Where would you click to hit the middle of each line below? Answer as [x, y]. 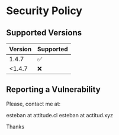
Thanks [15, 126]
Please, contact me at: [33, 104]
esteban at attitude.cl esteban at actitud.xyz [60, 115]
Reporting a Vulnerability [53, 90]
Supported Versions [44, 33]
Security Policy [44, 11]
